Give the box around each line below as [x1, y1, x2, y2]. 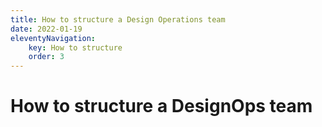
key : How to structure [28, 42, 123, 53]
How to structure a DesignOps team [10, 95, 313, 118]
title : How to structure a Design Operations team [10, 14, 226, 25]
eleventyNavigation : [10, 33, 97, 43]
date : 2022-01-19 [10, 24, 83, 34]
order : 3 [28, 52, 65, 62]
